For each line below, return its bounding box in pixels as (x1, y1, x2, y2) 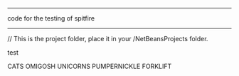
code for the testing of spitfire (7, 14, 95, 22)
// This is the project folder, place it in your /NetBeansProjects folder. (7, 35, 208, 43)
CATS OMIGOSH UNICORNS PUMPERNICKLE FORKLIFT (7, 62, 172, 70)
